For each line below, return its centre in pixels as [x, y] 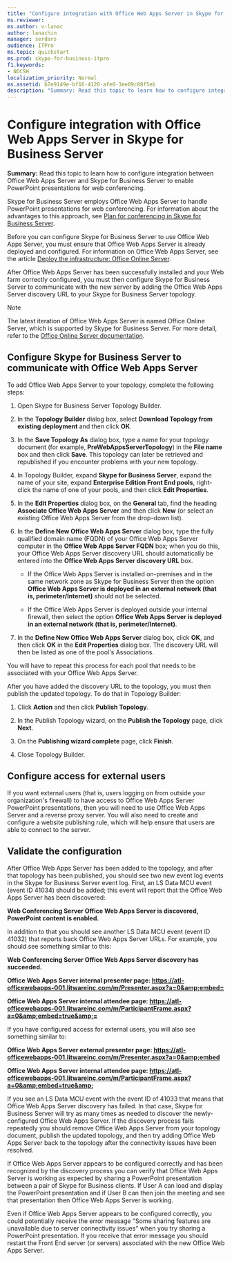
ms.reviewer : [26, 20]
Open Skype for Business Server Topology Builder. [89, 406]
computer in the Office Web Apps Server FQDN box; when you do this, [118, 546]
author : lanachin [32, 33]
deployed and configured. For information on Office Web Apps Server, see [113, 252]
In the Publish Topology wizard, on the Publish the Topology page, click [120, 720]
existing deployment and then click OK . [75, 426]
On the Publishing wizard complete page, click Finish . [95, 741]
